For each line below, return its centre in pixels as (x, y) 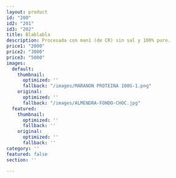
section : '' (21, 160)
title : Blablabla (28, 35)
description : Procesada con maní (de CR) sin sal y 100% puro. (89, 40)
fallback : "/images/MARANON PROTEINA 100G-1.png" (87, 86)
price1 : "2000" (26, 46)
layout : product (27, 12)
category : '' (23, 148)
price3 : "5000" (26, 57)
